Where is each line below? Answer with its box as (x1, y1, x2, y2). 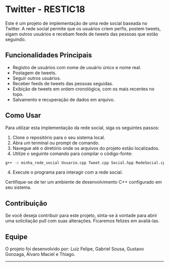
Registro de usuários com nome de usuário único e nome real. (12, 64, 142, 70)
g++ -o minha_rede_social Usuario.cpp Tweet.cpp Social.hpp (5, 160, 134, 165)
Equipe (5, 232, 28, 241)
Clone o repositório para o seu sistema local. (12, 134, 106, 140)
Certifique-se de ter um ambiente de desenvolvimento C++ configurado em (5, 179, 162, 185)
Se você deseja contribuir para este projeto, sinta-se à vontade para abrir (5, 212, 157, 219)
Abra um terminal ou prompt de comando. (12, 140, 100, 146)
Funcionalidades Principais (5, 51, 92, 60)
